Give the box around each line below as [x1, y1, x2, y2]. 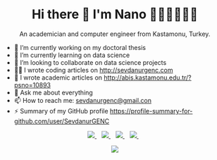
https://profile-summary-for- [109, 106, 193, 115]
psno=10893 [13, 80, 51, 89]
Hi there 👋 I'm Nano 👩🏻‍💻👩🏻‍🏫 [31, 6, 199, 23]
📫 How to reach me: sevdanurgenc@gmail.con [13, 96, 151, 104]
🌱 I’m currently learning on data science [13, 51, 130, 59]
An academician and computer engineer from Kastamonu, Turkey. [19, 30, 211, 38]
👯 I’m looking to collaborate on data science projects [13, 58, 167, 66]
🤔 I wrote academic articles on [13, 73, 103, 82]
